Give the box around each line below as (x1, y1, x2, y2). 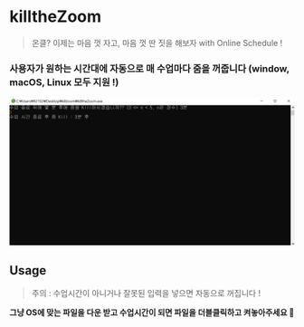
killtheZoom (9, 6, 102, 27)
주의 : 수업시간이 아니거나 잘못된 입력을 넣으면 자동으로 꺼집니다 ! (31, 288, 261, 299)
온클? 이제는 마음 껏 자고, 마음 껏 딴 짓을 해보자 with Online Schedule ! (31, 37, 283, 48)
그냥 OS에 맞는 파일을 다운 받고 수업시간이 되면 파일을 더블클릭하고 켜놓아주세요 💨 (9, 307, 295, 318)
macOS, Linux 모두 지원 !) (9, 75, 119, 88)
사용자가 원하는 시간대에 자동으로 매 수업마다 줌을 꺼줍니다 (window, (9, 62, 290, 74)
